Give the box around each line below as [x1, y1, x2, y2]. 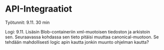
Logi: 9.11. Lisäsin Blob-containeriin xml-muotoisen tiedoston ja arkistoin [5, 29, 150, 34]
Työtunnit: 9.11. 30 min [5, 19, 50, 25]
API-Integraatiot [5, 3, 72, 15]
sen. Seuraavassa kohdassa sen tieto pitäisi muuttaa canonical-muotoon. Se [5, 34, 159, 40]
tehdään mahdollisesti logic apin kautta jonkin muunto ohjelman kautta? [5, 39, 149, 45]
